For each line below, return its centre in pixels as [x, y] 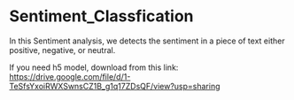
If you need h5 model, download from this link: [94, 67]
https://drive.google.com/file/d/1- [70, 76]
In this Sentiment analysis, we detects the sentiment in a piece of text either [147, 41]
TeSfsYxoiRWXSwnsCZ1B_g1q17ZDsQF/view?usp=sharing [115, 86]
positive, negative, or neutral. [62, 50]
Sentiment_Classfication [101, 16]
